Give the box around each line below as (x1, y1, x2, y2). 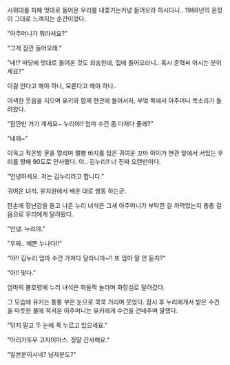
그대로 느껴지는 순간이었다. (14, 14, 87, 23)
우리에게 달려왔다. (25, 210, 74, 218)
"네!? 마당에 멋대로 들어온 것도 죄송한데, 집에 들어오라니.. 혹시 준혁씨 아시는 (7, 59, 209, 67)
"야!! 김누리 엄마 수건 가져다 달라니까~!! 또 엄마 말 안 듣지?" (7, 254, 167, 262)
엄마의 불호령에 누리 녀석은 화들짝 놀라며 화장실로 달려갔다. (7, 283, 165, 291)
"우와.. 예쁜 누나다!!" (7, 240, 63, 247)
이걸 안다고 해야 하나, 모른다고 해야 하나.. (7, 82, 117, 90)
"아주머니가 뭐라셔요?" (7, 30, 68, 37)
